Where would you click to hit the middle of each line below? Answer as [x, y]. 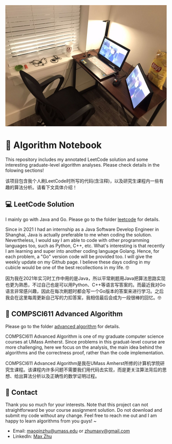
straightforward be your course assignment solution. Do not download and [84, 410]
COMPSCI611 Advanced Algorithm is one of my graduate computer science [84, 336]
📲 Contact [21, 392]
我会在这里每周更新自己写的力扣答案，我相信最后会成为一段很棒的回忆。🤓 [83, 297]
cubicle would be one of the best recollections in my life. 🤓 [67, 267]
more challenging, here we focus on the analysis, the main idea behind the [84, 347]
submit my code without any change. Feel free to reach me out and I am [81, 416]
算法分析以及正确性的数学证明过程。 [61, 376]
